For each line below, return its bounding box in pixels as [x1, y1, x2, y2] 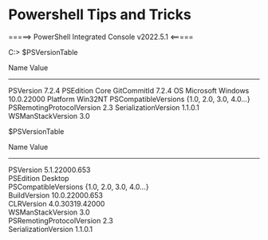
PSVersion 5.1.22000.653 [8, 165, 91, 175]
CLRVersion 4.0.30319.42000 [8, 199, 105, 208]
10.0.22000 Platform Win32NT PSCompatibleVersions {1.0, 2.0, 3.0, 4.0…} [8, 94, 250, 104]
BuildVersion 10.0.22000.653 [8, 190, 104, 200]
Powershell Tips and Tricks [8, 6, 191, 24]
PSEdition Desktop [8, 173, 69, 183]
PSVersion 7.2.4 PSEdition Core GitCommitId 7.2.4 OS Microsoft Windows [8, 85, 250, 95]
